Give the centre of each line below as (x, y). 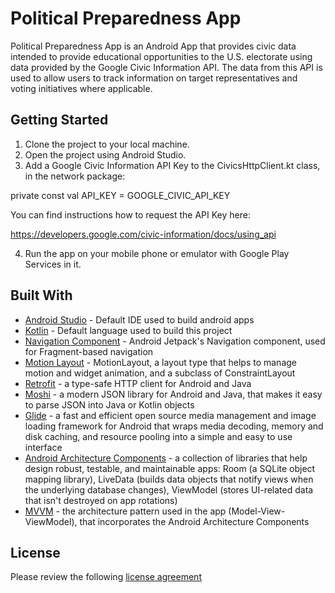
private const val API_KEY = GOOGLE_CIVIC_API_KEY (120, 195)
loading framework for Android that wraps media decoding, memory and (174, 426)
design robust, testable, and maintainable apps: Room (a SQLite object (170, 468)
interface (43, 447)
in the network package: (75, 176)
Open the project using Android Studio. (105, 154)
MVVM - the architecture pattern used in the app (125, 511)
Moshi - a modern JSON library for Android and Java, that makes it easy (173, 394)
